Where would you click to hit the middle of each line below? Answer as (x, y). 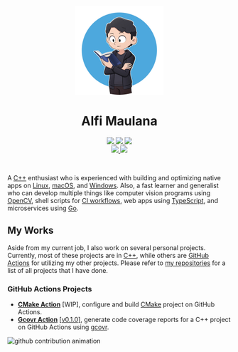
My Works (31, 231)
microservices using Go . (43, 208)
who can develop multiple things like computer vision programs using (109, 193)
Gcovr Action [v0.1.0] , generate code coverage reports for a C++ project (124, 320)
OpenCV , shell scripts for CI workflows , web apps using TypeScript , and (113, 200)
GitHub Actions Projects (50, 289)
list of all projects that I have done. (58, 270)
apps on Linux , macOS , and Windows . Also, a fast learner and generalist (113, 185)
